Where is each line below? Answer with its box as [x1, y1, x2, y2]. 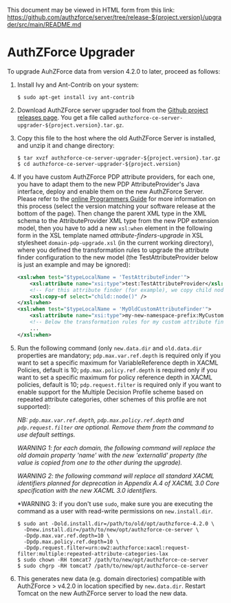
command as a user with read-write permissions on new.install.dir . [16, 507, 213, 515]
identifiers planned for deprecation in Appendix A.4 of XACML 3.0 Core [16, 478, 220, 487]
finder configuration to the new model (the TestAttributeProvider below [16, 253, 219, 261]
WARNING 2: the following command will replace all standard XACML [16, 472, 214, 480]
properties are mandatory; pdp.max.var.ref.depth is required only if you [16, 351, 221, 359]
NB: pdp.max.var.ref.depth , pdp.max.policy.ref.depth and [16, 416, 184, 424]
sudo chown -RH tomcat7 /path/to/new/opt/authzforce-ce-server [23, 556, 208, 563]
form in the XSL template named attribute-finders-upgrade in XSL [16, 231, 204, 240]
